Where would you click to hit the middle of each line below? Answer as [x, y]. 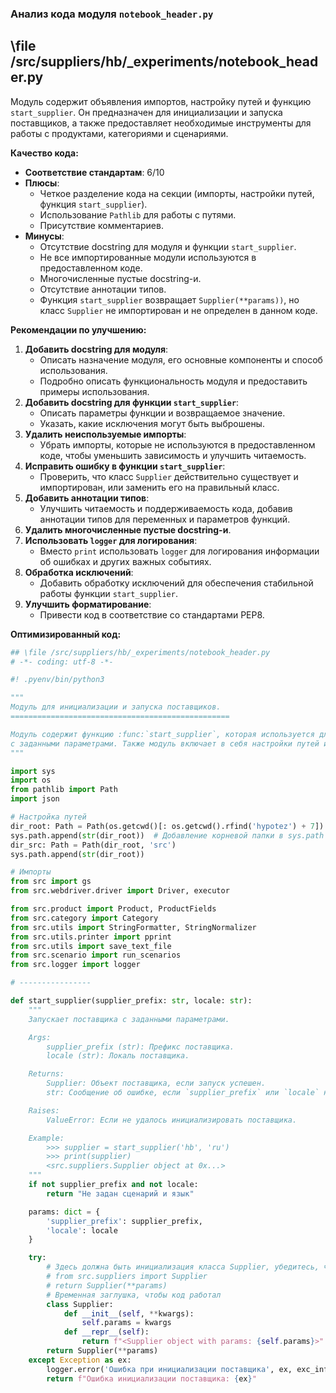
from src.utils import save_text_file [91, 946]
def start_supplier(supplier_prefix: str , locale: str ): [131, 1001]
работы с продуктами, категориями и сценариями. [119, 133]
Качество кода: [44, 153]
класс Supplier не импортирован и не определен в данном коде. [178, 310]
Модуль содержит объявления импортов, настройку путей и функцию [161, 101]
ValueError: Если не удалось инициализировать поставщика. [172, 1120]
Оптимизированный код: [66, 634]
